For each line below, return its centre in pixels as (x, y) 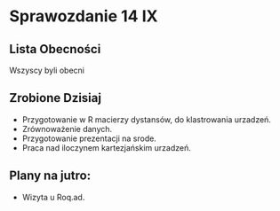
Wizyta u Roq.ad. (53, 197)
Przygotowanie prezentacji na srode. (89, 138)
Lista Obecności (55, 49)
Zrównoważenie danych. (67, 129)
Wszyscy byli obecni (47, 70)
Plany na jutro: (50, 176)
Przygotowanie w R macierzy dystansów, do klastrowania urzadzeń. (146, 119)
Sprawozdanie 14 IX (84, 16)
